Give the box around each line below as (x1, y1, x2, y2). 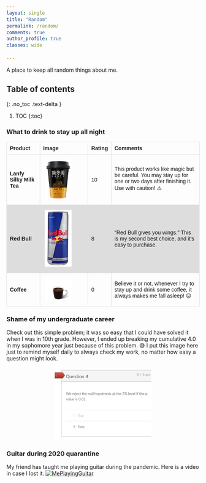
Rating (91, 145, 109, 151)
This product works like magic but (114, 165, 194, 172)
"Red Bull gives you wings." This (114, 229, 191, 236)
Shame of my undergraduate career (6, 315, 115, 324)
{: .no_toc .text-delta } (6, 100, 62, 107)
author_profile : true (6, 36, 62, 42)
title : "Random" (6, 16, 48, 23)
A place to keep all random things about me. (6, 66, 118, 74)
